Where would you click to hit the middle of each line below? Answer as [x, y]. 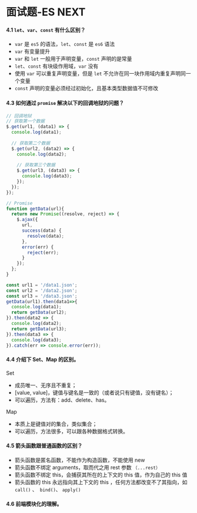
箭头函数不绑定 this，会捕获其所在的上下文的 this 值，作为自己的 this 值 [101, 475]
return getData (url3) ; [39, 329]
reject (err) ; [43, 252]
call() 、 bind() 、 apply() [48, 489]
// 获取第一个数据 [26, 121]
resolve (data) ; [46, 236]
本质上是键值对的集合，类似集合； [56, 424]
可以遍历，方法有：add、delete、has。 [62, 400]
